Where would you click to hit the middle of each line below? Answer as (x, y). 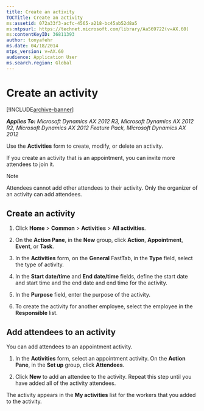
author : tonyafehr (30, 40)
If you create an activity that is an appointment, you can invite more (91, 158)
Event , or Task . (34, 246)
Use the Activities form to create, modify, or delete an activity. (85, 146)
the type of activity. (39, 264)
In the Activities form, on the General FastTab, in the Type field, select (104, 258)
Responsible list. (36, 313)
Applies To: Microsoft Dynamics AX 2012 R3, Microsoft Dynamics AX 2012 (100, 122)
